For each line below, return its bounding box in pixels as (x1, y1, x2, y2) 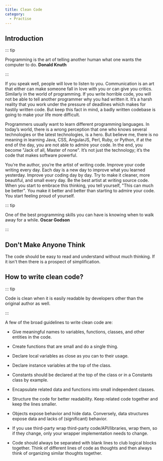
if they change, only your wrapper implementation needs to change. (12, 430, 148, 436)
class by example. (12, 377, 49, 383)
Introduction (5, 34, 44, 42)
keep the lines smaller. (12, 401, 57, 407)
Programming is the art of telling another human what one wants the (5, 57, 142, 62)
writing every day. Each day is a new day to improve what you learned (5, 167, 145, 173)
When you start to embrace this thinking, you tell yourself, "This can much (5, 182, 154, 188)
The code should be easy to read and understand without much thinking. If (5, 254, 155, 259)
